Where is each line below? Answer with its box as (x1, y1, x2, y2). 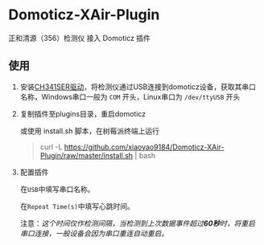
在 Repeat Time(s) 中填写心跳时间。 (19, 201, 135, 210)
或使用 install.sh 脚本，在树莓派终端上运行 (19, 126, 159, 136)
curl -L (39, 142, 63, 152)
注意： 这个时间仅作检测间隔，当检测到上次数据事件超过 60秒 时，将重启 (19, 218, 256, 228)
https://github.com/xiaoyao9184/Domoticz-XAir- (64, 142, 225, 152)
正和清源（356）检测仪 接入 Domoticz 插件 (8, 33, 151, 43)
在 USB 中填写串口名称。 (19, 184, 95, 194)
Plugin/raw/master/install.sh (39, 150, 134, 160)
